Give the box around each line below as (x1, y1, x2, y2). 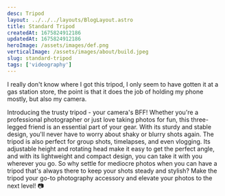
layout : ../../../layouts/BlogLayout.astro (7, 17, 134, 23)
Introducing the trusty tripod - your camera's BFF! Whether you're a (7, 108, 199, 116)
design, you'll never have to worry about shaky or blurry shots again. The (7, 130, 214, 138)
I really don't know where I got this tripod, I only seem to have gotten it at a (7, 80, 219, 88)
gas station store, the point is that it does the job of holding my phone (7, 87, 204, 96)
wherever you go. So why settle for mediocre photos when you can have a (7, 159, 217, 167)
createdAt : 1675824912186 (7, 29, 81, 36)
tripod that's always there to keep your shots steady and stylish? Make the (7, 166, 217, 175)
